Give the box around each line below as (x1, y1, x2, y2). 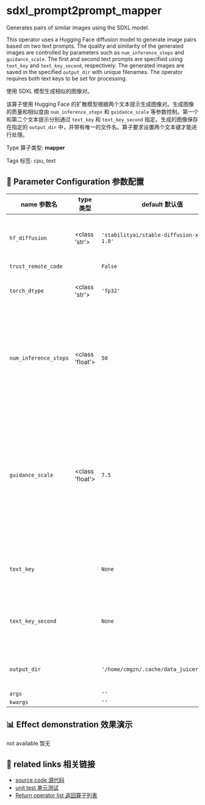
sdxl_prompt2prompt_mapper (6, 4, 162, 18)
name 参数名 (20, 200, 58, 209)
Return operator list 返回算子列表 (15, 792, 98, 799)
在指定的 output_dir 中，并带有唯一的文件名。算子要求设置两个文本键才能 (6, 123, 192, 130)
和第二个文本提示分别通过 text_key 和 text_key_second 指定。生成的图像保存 (6, 116, 198, 123)
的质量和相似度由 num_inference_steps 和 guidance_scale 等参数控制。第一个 (6, 108, 200, 115)
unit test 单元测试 (15, 784, 59, 792)
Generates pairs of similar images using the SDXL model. (6, 24, 149, 31)
